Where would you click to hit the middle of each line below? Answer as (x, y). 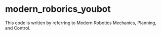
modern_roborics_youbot (58, 9)
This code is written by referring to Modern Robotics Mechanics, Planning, (81, 23)
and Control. (18, 28)
